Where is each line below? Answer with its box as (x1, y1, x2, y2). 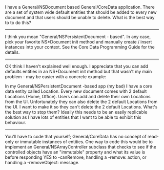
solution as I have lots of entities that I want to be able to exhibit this (5, 114, 142, 120)
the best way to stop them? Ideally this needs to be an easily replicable (5, 109, 148, 115)
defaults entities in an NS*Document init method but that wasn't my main (5, 68, 152, 74)
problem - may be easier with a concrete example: (5, 74, 106, 80)
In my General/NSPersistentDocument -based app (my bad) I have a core (5, 83, 152, 89)
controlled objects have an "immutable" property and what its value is (5, 149, 145, 155)
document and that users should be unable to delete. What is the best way (5, 15, 155, 20)
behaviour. (5, 120, 27, 125)
